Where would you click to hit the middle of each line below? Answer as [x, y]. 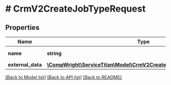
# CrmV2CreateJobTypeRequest [76, 9]
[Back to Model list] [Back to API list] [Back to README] [64, 77]
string [54, 53]
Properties [22, 28]
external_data [25, 65]
